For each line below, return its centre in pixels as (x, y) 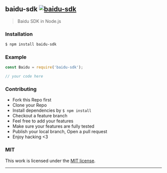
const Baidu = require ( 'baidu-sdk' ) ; (44, 68)
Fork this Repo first (32, 100)
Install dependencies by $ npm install (52, 110)
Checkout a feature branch (40, 116)
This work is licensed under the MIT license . (50, 161)
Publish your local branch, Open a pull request (60, 132)
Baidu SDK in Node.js (39, 21)
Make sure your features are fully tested (53, 126)
